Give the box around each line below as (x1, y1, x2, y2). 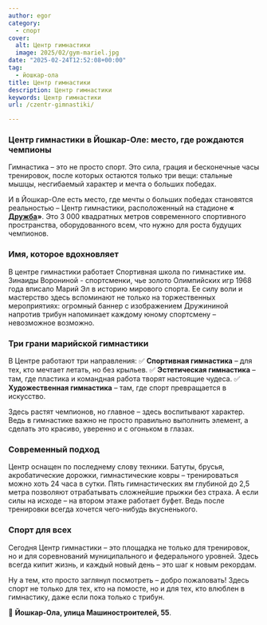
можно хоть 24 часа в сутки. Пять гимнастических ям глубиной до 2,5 (8, 479, 250, 488)
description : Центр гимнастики (8, 86, 112, 94)
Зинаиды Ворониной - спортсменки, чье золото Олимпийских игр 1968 (8, 275, 253, 285)
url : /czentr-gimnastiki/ (8, 101, 94, 109)
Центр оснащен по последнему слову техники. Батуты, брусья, (8, 462, 225, 472)
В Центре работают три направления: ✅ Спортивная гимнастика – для (8, 356, 253, 366)
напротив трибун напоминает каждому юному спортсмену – (8, 309, 217, 319)
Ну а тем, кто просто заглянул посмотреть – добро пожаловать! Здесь (8, 575, 249, 584)
